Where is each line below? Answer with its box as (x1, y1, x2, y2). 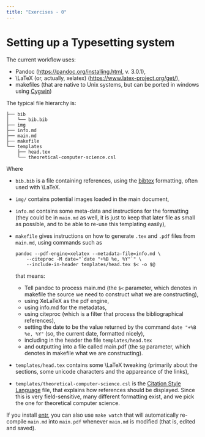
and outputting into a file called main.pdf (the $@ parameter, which (24, 342, 191, 350)
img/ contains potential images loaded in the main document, (15, 195, 170, 203)
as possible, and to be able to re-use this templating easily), (15, 220, 166, 227)
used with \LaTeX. (15, 183, 61, 191)
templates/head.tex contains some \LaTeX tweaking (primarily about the (15, 361, 198, 369)
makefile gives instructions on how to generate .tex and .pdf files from (15, 232, 196, 240)
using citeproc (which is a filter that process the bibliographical (24, 310, 184, 317)
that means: (15, 272, 46, 280)
